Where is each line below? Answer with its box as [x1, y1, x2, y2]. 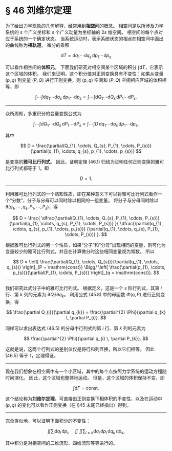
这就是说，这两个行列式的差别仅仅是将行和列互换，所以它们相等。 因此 [5, 346, 155, 352]
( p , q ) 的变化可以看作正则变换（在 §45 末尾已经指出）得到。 [5, 402, 132, 408]
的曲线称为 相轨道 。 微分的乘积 [5, 42, 70, 48]
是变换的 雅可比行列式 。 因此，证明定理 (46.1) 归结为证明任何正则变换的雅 [5, 159, 160, 165]
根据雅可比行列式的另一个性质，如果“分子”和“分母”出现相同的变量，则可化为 [5, 242, 166, 248]
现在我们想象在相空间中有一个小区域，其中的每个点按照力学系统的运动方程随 [5, 368, 167, 374]
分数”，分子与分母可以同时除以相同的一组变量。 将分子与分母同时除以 [12, 197, 159, 204]
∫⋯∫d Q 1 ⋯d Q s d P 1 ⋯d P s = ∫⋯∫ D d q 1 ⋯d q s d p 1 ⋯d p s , [33, 120, 139, 128]
